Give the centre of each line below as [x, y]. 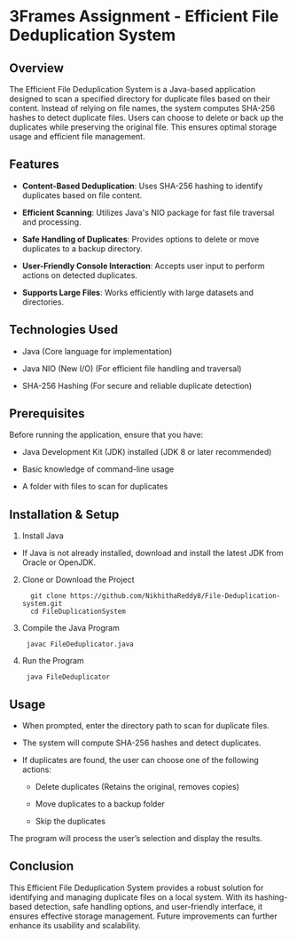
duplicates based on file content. [82, 195]
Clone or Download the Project [78, 580]
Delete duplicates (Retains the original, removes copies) [137, 787]
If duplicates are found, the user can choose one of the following [140, 760]
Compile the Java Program [70, 628]
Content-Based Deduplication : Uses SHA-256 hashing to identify [142, 186]
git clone [48, 596]
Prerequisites [47, 414]
